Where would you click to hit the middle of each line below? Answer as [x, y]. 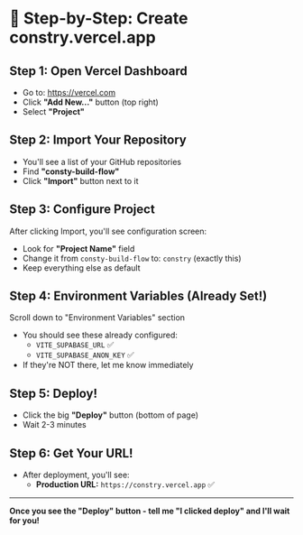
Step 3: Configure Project [82, 210]
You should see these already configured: [100, 335]
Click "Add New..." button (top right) [91, 102]
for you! [25, 521]
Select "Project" [53, 111]
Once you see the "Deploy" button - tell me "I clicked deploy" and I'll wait [150, 511]
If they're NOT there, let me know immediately [108, 365]
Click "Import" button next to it [80, 180]
